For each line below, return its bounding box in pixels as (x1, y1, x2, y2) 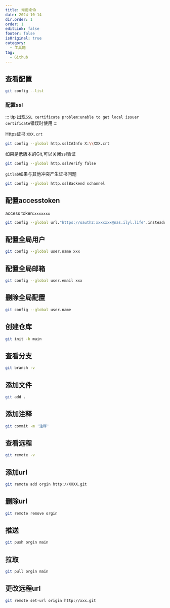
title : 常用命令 (5, 7, 36, 13)
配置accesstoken (5, 196, 60, 205)
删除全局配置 (5, 293, 46, 302)
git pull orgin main (5, 569, 49, 574)
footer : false (5, 31, 35, 36)
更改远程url (5, 584, 41, 593)
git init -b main (5, 336, 42, 342)
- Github (10, 54, 28, 60)
